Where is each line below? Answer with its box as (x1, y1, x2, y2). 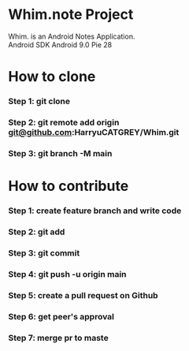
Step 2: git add (8, 226, 65, 237)
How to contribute (8, 177, 129, 195)
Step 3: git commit (8, 247, 80, 258)
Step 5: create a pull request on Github (8, 289, 159, 301)
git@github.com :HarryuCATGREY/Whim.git (8, 126, 180, 137)
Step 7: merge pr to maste (8, 332, 109, 343)
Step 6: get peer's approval (8, 311, 115, 322)
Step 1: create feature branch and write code (8, 205, 182, 216)
